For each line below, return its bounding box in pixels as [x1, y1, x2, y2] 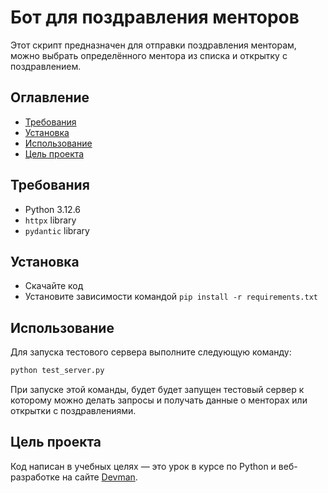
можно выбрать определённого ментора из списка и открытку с [10, 49, 288, 61]
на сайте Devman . [61, 471, 138, 483]
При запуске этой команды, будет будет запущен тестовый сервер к [10, 384, 305, 396]
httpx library [24, 214, 77, 226]
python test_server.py [10, 366, 105, 376]
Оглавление [10, 89, 90, 106]
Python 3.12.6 [24, 203, 82, 215]
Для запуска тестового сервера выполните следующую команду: [10, 346, 292, 358]
